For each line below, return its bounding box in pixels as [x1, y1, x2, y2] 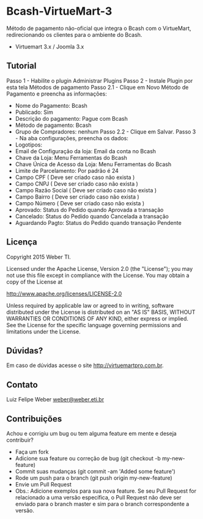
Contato [6, 379, 38, 390]
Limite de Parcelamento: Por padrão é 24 [15, 167, 119, 174]
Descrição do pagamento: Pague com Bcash [15, 115, 128, 122]
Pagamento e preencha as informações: [6, 90, 107, 97]
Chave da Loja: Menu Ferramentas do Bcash [15, 154, 127, 161]
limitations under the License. [6, 328, 81, 335]
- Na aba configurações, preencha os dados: [15, 134, 128, 142]
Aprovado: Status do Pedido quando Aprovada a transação [15, 206, 164, 213]
